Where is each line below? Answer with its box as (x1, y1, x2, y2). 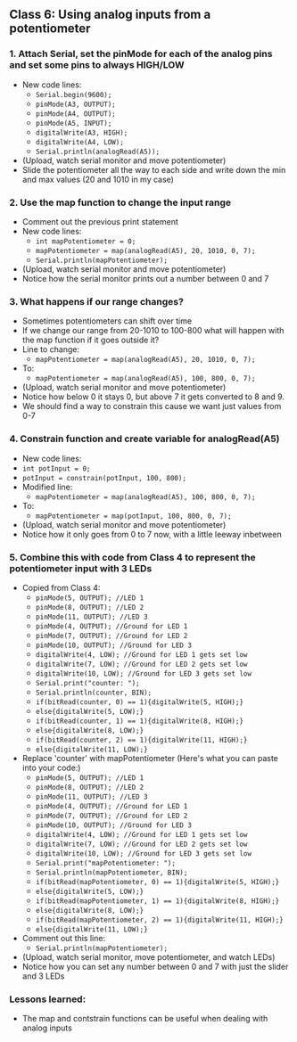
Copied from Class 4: (21, 582, 101, 593)
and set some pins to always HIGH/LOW (9, 59, 185, 71)
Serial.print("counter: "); (35, 678, 140, 687)
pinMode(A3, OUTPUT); (35, 100, 116, 109)
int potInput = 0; (21, 464, 91, 473)
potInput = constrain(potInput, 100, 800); (21, 473, 187, 482)
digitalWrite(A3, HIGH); (35, 128, 128, 137)
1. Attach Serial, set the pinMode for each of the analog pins (9, 48, 273, 61)
